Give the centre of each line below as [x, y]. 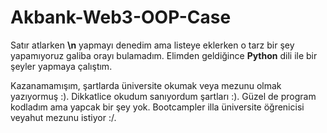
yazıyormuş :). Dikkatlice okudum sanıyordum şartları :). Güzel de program [163, 96]
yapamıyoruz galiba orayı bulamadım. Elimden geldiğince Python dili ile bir [164, 55]
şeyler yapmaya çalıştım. [61, 66]
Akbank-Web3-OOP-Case [121, 17]
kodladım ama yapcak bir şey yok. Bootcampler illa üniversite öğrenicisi [157, 107]
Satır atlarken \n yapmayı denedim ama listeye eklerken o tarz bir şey [152, 45]
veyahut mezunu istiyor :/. [63, 117]
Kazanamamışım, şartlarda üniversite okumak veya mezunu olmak [146, 85]
